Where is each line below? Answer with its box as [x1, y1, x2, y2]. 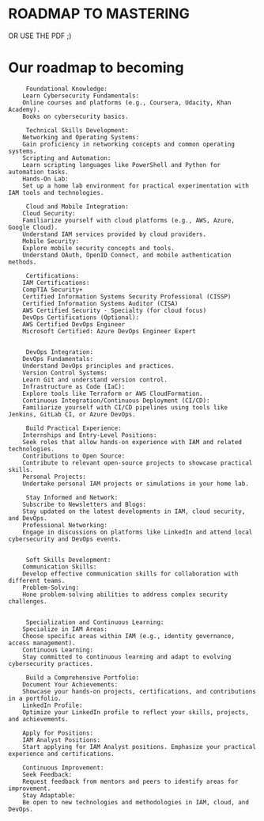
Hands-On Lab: [22, 175, 69, 183]
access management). [8, 639, 77, 647]
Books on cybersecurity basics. [22, 112, 129, 120]
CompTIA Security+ [22, 286, 83, 294]
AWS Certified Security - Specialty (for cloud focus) [22, 306, 207, 314]
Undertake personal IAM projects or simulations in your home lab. [22, 480, 249, 488]
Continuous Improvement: [22, 763, 104, 772]
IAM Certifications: [22, 279, 90, 287]
